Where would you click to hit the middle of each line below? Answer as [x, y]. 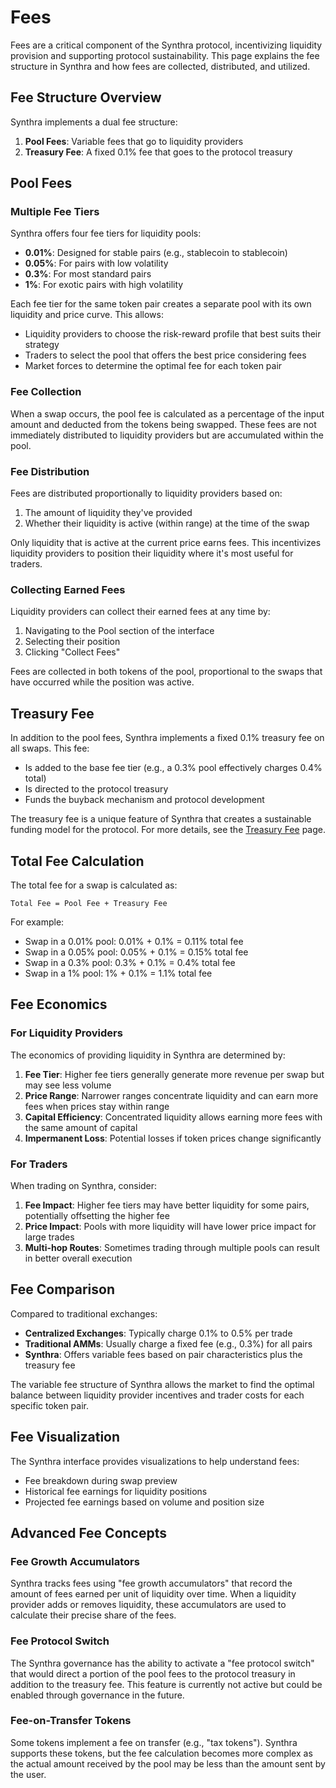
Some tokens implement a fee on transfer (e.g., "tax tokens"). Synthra [154, 1742]
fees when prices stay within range [97, 1106]
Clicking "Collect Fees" [72, 652]
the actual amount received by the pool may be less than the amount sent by [168, 1763]
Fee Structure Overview [86, 97]
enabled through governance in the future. [97, 1695]
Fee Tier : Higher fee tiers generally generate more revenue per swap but [174, 1074]
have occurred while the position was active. [102, 682]
